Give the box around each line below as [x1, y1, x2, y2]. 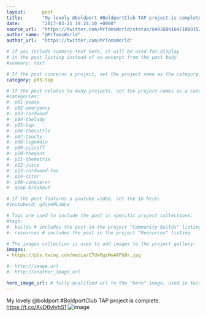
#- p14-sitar [6, 173, 40, 180]
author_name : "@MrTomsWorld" [6, 32, 81, 38]
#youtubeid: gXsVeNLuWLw [6, 202, 70, 208]
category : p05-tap [6, 77, 53, 83]
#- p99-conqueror [6, 179, 51, 185]
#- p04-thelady [6, 116, 45, 123]
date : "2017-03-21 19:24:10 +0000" [6, 20, 116, 26]
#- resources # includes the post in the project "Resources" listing [6, 229, 191, 236]
